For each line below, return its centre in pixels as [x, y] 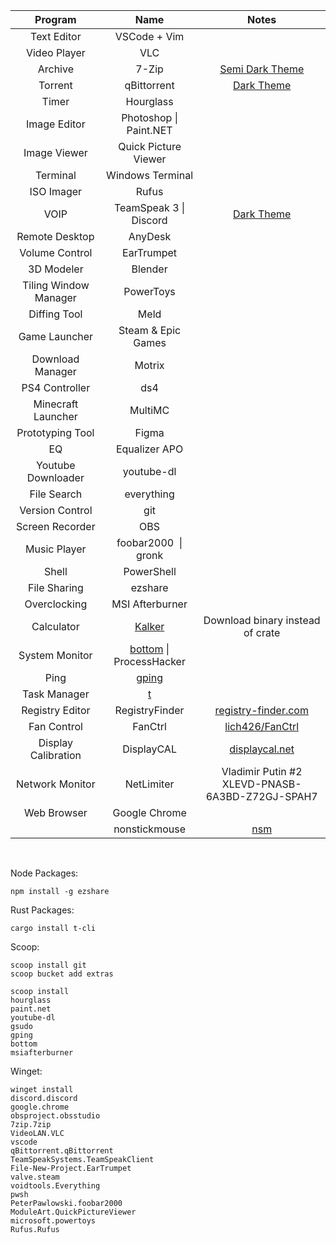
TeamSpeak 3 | [149, 207]
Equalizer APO [149, 449]
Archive [55, 69]
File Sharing [55, 587]
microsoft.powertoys [53, 1221]
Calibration [55, 755]
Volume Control [56, 252]
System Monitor [55, 655]
